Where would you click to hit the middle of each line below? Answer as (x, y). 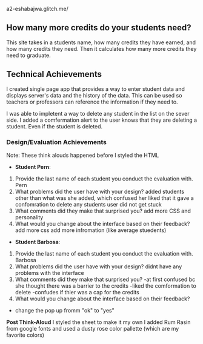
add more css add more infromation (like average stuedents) (91, 230)
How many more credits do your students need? (99, 28)
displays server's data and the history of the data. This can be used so (94, 95)
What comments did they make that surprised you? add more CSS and (103, 211)
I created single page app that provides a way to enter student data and (95, 89)
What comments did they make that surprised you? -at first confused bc (105, 279)
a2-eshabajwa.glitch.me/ (37, 9)
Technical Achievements (54, 74)
